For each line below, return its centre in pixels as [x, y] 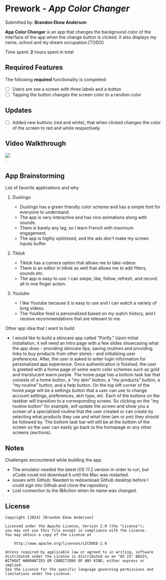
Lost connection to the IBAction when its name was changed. [75, 491]
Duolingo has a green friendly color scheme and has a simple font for [90, 207]
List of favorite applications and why [42, 188]
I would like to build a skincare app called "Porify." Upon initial [75, 338]
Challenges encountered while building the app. [54, 460]
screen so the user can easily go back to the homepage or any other [82, 427]
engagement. [33, 233]
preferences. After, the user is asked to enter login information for [79, 359]
